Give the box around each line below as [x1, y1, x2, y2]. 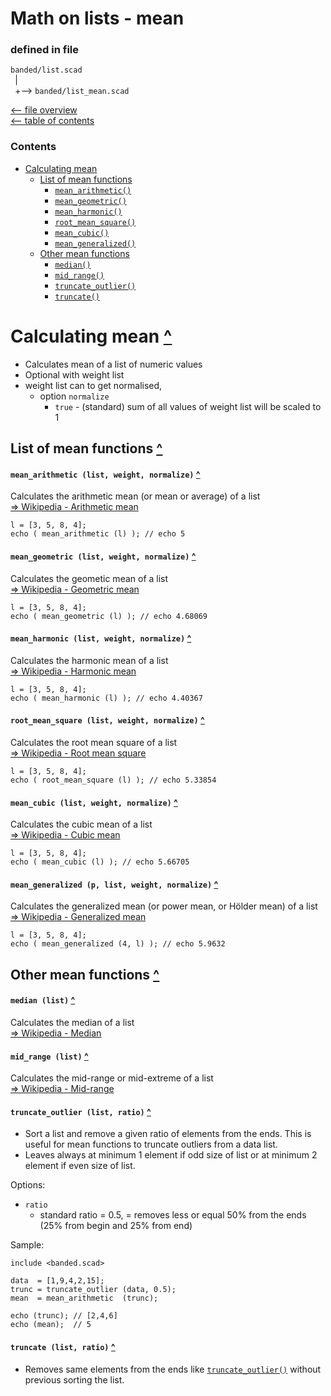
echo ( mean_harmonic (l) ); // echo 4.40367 [10, 693, 203, 703]
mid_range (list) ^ [10, 1050, 89, 1062]
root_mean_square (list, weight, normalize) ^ [10, 714, 205, 726]
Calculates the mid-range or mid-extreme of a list [10, 1072, 214, 1084]
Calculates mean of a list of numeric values [24, 358, 203, 370]
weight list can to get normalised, [24, 379, 163, 391]
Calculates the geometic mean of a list [10, 572, 169, 584]
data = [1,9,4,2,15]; [10, 1276, 105, 1286]
